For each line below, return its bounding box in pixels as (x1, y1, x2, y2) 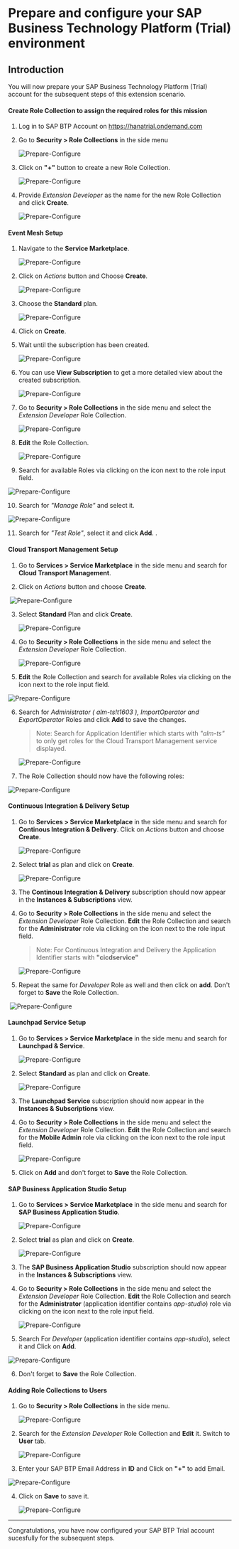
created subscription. (18, 376, 81, 385)
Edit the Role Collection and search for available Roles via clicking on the (18, 672, 232, 681)
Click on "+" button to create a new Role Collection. (18, 164, 171, 172)
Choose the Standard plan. (18, 299, 98, 308)
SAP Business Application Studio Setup (8, 1184, 127, 1193)
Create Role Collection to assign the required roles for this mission (8, 106, 208, 115)
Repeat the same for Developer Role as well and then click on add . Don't (18, 980, 230, 989)
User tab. (18, 1437, 46, 1445)
